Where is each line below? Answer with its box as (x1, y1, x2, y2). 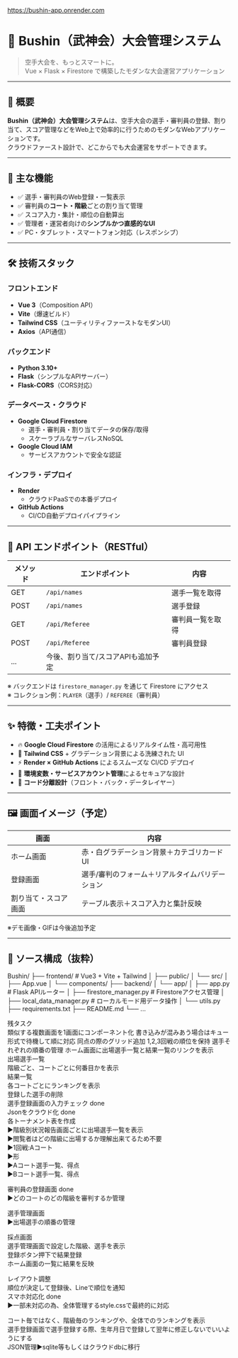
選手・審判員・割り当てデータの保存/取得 (28, 425, 149, 433)
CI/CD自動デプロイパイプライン (28, 511, 120, 520)
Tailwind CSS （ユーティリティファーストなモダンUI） (17, 318, 175, 327)
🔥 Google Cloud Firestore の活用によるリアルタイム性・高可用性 (17, 740, 207, 749)
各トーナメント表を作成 (7, 1117, 76, 1125)
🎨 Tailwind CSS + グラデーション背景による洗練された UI (17, 749, 184, 757)
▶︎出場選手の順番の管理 (7, 1218, 76, 1226)
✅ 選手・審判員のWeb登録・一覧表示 (17, 192, 125, 201)
